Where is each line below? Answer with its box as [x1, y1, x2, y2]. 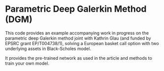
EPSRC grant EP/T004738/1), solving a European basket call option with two [5, 40, 159, 46]
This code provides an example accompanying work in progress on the [5, 30, 149, 36]
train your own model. [5, 60, 50, 66]
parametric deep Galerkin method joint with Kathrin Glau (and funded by [5, 35, 151, 41]
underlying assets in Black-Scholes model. [5, 46, 91, 51]
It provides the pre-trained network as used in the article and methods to [5, 55, 152, 61]
